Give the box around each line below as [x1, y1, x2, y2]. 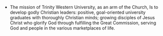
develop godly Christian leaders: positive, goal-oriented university [9, 9, 146, 15]
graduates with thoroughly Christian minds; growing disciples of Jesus [9, 15, 156, 20]
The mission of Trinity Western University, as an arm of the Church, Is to [9, 4, 159, 10]
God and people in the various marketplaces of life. [9, 25, 116, 31]
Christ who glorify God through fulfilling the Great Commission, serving [9, 20, 156, 26]
